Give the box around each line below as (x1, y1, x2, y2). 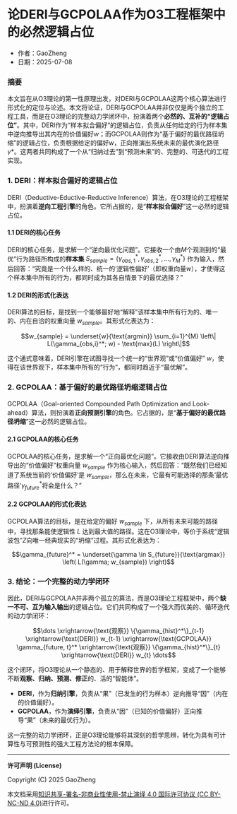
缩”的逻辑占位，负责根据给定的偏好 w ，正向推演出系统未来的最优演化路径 (7, 138, 219, 147)
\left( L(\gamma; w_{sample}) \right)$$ (62, 558, 175, 566)
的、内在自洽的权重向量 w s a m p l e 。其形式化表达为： (7, 317, 156, 327)
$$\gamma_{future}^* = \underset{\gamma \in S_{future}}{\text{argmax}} (11, 550, 226, 558)
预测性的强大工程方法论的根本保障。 (31, 740, 138, 748)
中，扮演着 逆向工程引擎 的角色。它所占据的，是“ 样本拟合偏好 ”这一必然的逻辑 (7, 202, 229, 211)
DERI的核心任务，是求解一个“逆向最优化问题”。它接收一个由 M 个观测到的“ (7, 245, 221, 254)
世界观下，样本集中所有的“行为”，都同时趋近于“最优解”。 (25, 363, 192, 372)
